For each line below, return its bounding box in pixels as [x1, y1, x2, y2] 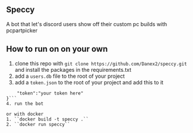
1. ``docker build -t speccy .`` [6, 116, 89, 122]
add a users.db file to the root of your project [14, 72, 125, 80]
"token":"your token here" [17, 90, 84, 96]
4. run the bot [6, 100, 44, 106]
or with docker [6, 111, 44, 117]
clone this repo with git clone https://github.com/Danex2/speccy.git [14, 59, 187, 67]
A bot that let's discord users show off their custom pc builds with [6, 20, 167, 27]
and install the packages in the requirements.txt [14, 66, 132, 73]
